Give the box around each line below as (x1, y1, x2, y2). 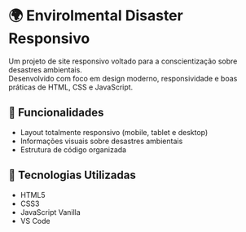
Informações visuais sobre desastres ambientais (20, 136, 183, 146)
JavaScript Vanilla (20, 207, 81, 217)
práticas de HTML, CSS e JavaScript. (8, 82, 134, 92)
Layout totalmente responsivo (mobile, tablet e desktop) (20, 127, 209, 137)
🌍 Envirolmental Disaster (8, 7, 183, 25)
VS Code (20, 216, 51, 225)
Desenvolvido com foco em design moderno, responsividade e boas (8, 73, 238, 83)
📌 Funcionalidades (8, 106, 104, 120)
